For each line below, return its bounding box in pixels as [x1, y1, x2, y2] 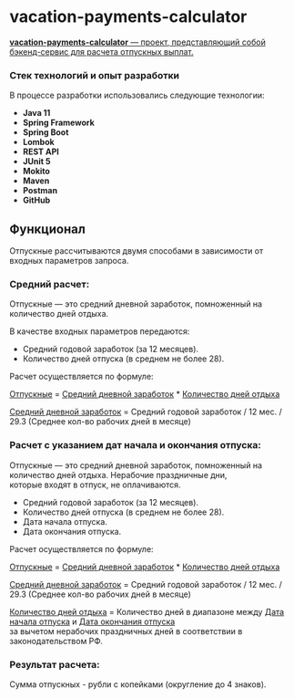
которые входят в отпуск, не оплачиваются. [9, 479, 181, 490]
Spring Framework [22, 117, 96, 129]
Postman [22, 185, 57, 196]
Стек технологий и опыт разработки [9, 68, 180, 81]
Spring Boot [22, 127, 69, 138]
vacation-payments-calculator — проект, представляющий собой [9, 37, 266, 47]
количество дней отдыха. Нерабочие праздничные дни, [9, 469, 228, 480]
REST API [22, 146, 59, 157]
